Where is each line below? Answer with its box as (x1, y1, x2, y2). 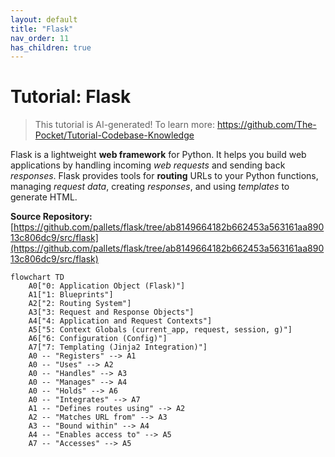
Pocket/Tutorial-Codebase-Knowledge (34, 129, 195, 141)
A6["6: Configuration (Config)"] (28, 334, 168, 344)
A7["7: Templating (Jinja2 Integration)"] (28, 342, 208, 353)
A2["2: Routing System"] (28, 299, 132, 309)
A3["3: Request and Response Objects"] (28, 307, 195, 318)
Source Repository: (10, 211, 93, 223)
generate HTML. (10, 191, 78, 203)
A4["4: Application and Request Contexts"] (28, 316, 213, 326)
